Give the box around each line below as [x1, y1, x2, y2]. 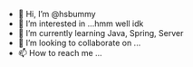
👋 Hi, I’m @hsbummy [17, 9, 97, 19]
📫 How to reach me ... [17, 48, 102, 58]
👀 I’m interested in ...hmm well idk [17, 18, 144, 29]
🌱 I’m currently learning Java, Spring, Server [17, 28, 184, 38]
